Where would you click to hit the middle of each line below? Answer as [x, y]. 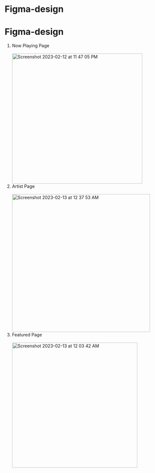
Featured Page [27, 335]
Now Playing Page [31, 46]
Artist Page [23, 186]
